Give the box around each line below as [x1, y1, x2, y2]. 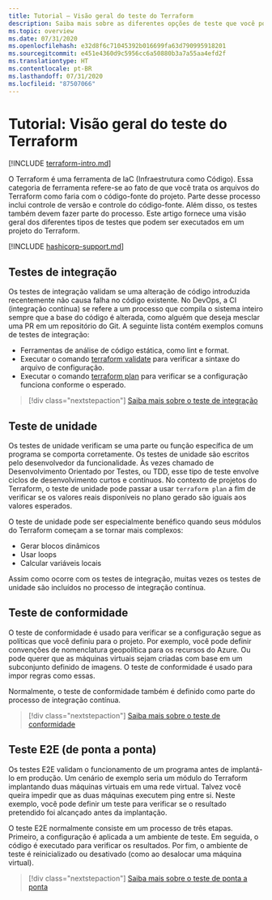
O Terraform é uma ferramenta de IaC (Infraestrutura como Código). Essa [8, 174, 253, 184]
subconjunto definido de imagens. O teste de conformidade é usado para [8, 662, 253, 671]
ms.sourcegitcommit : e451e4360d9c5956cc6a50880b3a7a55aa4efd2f [8, 49, 227, 58]
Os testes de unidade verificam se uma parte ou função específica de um [8, 441, 253, 451]
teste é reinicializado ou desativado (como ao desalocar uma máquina [8, 849, 242, 859]
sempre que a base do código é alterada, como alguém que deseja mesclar [8, 313, 261, 323]
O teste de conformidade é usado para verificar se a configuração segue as [8, 628, 261, 637]
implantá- [230, 764, 263, 774]
